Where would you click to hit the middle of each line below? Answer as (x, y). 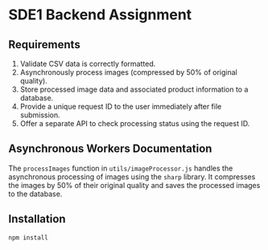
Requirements (44, 45)
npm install (28, 238)
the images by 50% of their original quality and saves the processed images (134, 185)
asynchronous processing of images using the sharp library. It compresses (132, 176)
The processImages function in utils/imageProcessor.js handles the (121, 168)
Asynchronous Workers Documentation (110, 149)
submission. (40, 115)
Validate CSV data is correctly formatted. (88, 64)
